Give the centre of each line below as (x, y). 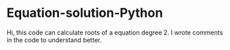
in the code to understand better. (54, 39)
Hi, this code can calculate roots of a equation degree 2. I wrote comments (115, 32)
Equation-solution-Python (85, 13)
